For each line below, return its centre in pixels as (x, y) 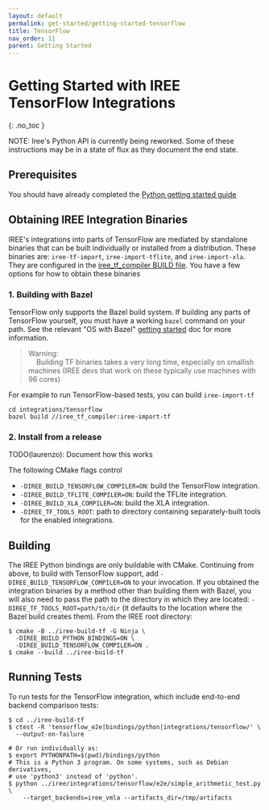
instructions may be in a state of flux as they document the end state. (123, 149)
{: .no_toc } (27, 125)
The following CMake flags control (65, 470)
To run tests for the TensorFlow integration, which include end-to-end (124, 696)
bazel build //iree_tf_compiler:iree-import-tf (90, 417)
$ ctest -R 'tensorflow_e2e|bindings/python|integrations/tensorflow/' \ (135, 727)
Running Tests (45, 677)
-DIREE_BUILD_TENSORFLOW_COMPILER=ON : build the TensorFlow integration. (140, 486)
